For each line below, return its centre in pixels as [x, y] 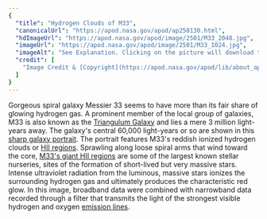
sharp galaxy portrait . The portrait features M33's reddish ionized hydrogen [132, 139]
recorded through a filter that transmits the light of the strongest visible [124, 198]
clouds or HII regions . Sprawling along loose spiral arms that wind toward [128, 147]
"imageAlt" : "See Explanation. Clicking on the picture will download [135, 53]
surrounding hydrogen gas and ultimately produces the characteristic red [128, 181]
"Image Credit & [50, 68]
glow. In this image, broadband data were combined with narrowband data [130, 190]
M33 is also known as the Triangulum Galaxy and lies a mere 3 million [122, 122]
